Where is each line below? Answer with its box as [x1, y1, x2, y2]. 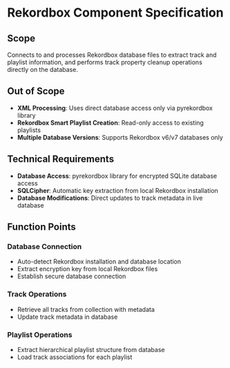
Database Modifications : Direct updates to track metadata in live [17, 194, 203, 202]
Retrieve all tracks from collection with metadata [17, 305, 155, 313]
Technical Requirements [7, 154, 115, 165]
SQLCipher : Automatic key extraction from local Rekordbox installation [17, 186, 219, 194]
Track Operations [7, 289, 67, 299]
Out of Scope [7, 85, 65, 98]
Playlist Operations [7, 330, 73, 340]
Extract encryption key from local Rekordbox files [17, 265, 158, 273]
